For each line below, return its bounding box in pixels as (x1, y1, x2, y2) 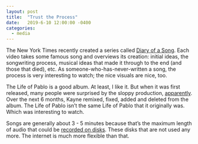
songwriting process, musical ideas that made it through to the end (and (6, 60, 182, 67)
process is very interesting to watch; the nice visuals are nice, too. (6, 72, 167, 79)
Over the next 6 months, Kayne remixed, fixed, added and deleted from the (6, 96, 189, 103)
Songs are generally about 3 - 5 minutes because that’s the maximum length (6, 120, 192, 127)
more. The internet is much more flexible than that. (6, 132, 129, 139)
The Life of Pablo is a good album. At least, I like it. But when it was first (6, 83, 180, 90)
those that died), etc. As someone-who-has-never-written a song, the (6, 66, 176, 73)
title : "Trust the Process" (6, 14, 78, 20)
